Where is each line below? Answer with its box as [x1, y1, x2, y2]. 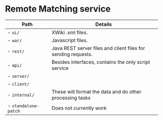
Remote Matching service [5, 3, 111, 15]
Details [95, 21, 112, 28]
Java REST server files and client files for [51, 45, 146, 51]
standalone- [12, 103, 40, 108]
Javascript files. [51, 37, 88, 44]
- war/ [7, 37, 22, 44]
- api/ [7, 61, 22, 68]
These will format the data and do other [51, 88, 142, 95]
